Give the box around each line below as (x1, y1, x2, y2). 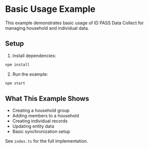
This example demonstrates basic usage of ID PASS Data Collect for (5, 20, 144, 26)
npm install (5, 62, 30, 67)
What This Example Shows (5, 94, 89, 102)
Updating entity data (12, 123, 54, 129)
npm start (5, 81, 26, 86)
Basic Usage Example (5, 3, 96, 15)
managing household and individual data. (5, 25, 89, 31)
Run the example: (12, 71, 49, 77)
